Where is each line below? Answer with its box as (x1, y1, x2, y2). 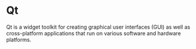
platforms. (6, 36, 32, 43)
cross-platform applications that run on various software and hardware (6, 29, 182, 36)
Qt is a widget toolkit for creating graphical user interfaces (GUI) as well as (6, 23, 191, 30)
